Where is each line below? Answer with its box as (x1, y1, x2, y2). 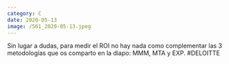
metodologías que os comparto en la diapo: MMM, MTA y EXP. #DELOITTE (7, 49, 220, 57)
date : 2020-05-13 (7, 17, 57, 23)
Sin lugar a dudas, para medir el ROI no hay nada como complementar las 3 (7, 42, 223, 50)
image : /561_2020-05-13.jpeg (7, 23, 91, 30)
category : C (7, 10, 42, 17)
